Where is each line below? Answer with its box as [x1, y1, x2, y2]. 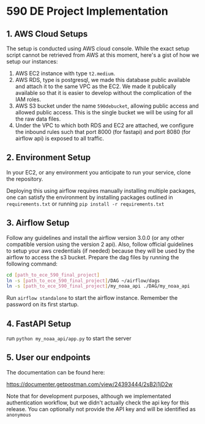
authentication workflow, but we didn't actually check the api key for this [6, 399, 190, 406]
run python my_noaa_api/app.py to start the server [6, 335, 132, 342]
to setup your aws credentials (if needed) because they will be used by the [6, 247, 195, 255]
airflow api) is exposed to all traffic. [15, 135, 105, 142]
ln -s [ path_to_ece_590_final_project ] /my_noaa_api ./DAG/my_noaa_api [6, 283, 190, 289]
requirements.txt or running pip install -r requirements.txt [6, 200, 165, 207]
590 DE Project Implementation [6, 4, 168, 18]
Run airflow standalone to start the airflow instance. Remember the [6, 294, 178, 302]
